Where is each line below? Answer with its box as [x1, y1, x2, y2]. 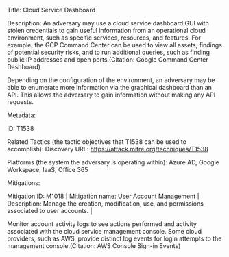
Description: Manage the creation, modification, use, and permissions [7, 199, 204, 208]
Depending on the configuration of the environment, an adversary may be [7, 76, 215, 84]
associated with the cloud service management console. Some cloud [7, 228, 202, 235]
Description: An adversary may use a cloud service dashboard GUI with [7, 19, 209, 27]
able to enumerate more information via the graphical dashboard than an [7, 84, 213, 91]
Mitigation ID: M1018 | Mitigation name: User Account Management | [7, 192, 200, 200]
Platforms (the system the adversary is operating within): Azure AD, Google [7, 158, 219, 167]
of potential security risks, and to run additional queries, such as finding [7, 48, 210, 56]
